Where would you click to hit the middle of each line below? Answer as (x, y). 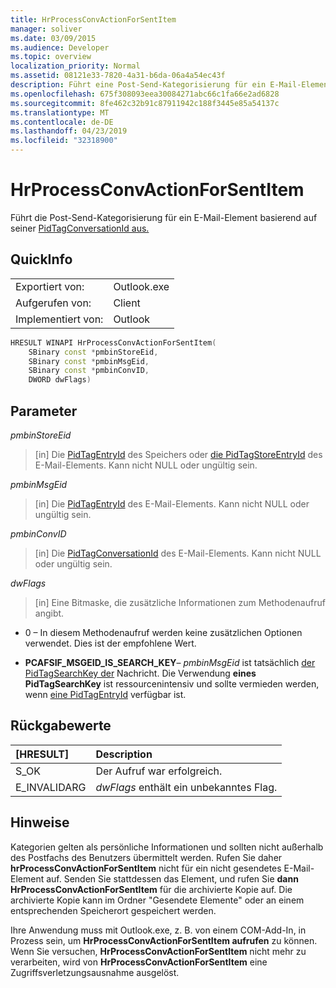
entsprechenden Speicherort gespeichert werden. (113, 910)
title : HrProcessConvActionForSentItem (93, 19)
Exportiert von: (50, 286)
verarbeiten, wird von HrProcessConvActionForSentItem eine (139, 962)
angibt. (49, 613)
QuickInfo (41, 259)
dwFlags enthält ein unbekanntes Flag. (186, 787)
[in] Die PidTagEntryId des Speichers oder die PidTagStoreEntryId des (178, 454)
